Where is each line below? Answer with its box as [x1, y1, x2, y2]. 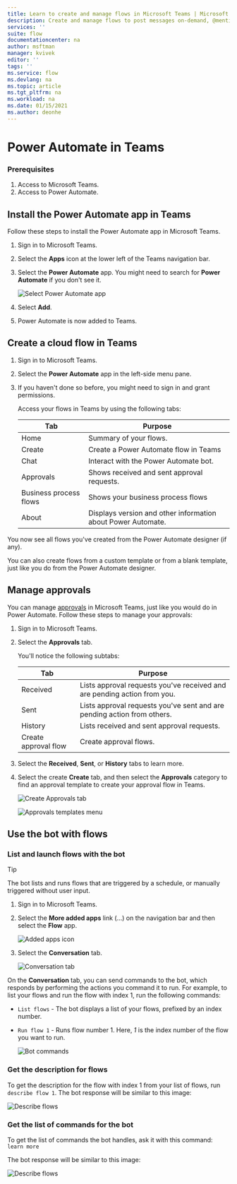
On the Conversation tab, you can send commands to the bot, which [7, 976, 208, 985]
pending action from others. [80, 709, 172, 719]
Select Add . [17, 303, 52, 311]
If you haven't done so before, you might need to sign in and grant [17, 383, 210, 392]
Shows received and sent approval [87, 467, 203, 477]
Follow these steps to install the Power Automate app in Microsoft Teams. [7, 227, 221, 236]
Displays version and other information [87, 508, 217, 518]
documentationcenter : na [7, 37, 80, 44]
